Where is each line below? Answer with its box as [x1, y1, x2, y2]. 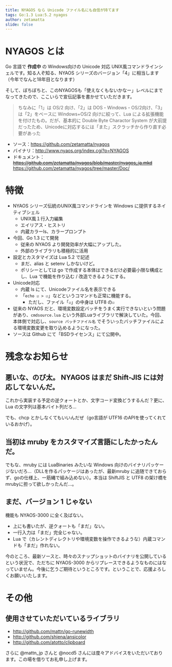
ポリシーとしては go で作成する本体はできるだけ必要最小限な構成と [20, 267, 163, 273]
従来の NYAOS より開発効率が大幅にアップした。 [20, 241, 124, 247]
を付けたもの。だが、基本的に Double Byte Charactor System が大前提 [17, 118, 167, 124]
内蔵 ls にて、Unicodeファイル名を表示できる [20, 286, 117, 293]
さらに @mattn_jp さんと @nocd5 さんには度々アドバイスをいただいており [5, 650, 163, 656]
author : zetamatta [5, 17, 45, 22]
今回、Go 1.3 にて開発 [12, 235, 59, 241]
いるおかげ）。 [5, 421, 35, 427]
